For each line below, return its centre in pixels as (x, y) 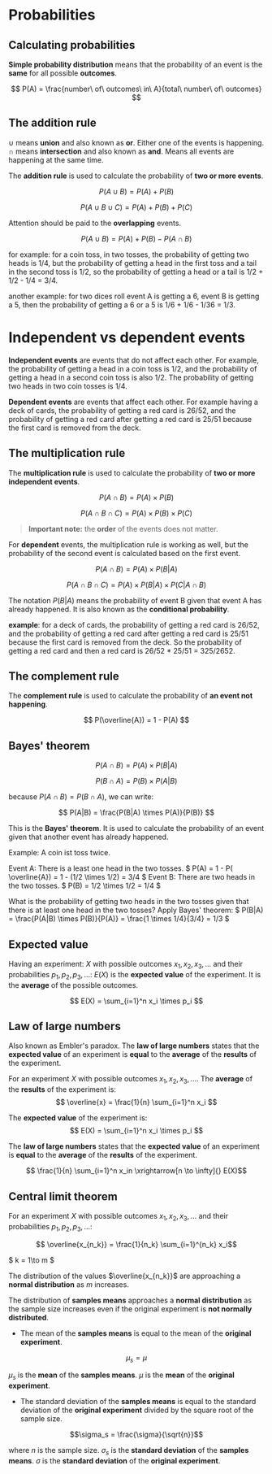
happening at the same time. (56, 159)
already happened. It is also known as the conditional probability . (119, 609)
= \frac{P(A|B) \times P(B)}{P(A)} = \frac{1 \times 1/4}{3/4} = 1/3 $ (119, 919)
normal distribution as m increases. (69, 1284)
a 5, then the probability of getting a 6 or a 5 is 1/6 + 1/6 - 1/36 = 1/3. (122, 304)
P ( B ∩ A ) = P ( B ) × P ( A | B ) (136, 781)
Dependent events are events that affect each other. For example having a (133, 402)
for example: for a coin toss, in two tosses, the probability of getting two (129, 254)
